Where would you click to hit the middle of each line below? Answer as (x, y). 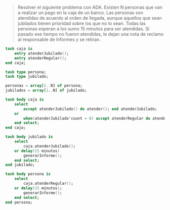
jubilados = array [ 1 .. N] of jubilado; (46, 90)
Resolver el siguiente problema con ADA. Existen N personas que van (90, 7)
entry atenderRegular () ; (40, 58)
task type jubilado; (27, 77)
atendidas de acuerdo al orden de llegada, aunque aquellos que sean (90, 18)
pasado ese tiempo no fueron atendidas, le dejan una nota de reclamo (91, 34)
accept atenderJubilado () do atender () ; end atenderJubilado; (90, 109)
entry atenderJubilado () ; (42, 53)
